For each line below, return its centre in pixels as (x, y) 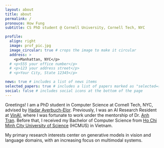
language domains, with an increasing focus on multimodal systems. (74, 140)
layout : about (20, 10)
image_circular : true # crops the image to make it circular (73, 50)
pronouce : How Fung (25, 23)
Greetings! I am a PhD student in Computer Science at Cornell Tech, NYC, (79, 105)
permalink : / (18, 19)
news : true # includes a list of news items (51, 82)
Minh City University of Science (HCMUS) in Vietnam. (59, 126)
